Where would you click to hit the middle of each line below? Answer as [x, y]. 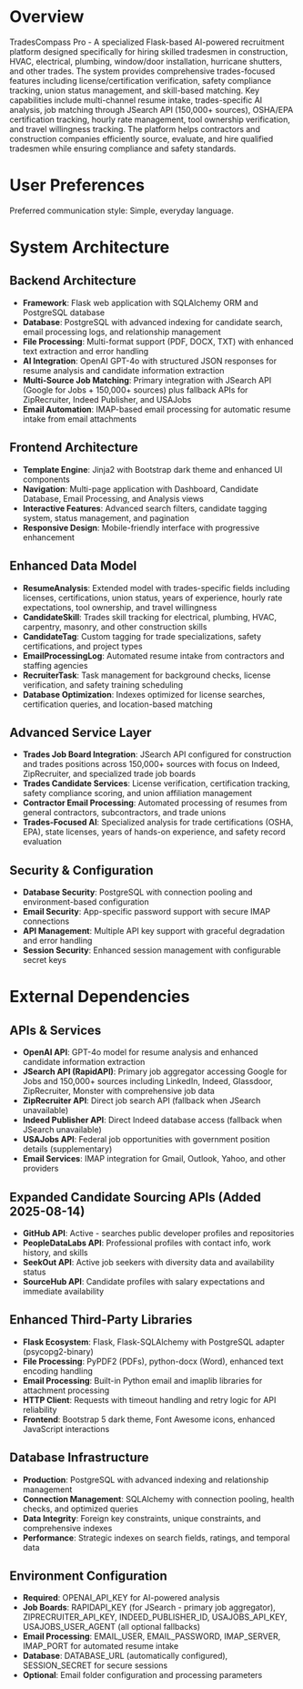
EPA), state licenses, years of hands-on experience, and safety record [154, 832]
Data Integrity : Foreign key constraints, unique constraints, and [141, 1518]
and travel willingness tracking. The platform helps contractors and [135, 128]
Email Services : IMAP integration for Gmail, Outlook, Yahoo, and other [154, 1159]
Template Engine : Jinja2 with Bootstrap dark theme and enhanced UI [152, 469]
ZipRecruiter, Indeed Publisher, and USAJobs [107, 399]
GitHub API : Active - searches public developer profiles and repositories [158, 1233]
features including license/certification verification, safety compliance [140, 80]
